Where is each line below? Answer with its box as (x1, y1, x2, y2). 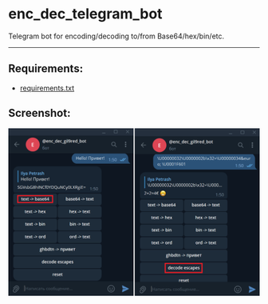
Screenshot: (8, 106, 71, 120)
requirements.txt (19, 83, 75, 93)
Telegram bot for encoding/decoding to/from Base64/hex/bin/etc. (8, 31, 225, 41)
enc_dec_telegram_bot (8, 5, 163, 23)
